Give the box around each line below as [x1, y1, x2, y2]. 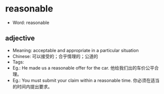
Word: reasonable [12, 19, 50, 25]
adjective [5, 34, 35, 42]
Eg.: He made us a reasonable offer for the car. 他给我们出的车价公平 [12, 64, 154, 70]
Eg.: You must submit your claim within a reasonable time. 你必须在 [12, 77, 151, 83]
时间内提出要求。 [17, 83, 53, 89]
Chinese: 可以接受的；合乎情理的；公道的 [12, 53, 98, 59]
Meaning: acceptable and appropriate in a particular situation [12, 47, 139, 53]
